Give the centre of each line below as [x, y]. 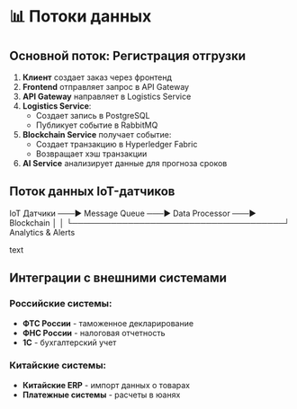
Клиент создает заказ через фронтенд [97, 77]
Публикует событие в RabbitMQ [97, 125]
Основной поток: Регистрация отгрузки [127, 55]
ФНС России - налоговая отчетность [94, 333]
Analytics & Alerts [42, 232]
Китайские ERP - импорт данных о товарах [106, 385]
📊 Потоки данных [81, 17]
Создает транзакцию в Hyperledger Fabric [117, 144]
